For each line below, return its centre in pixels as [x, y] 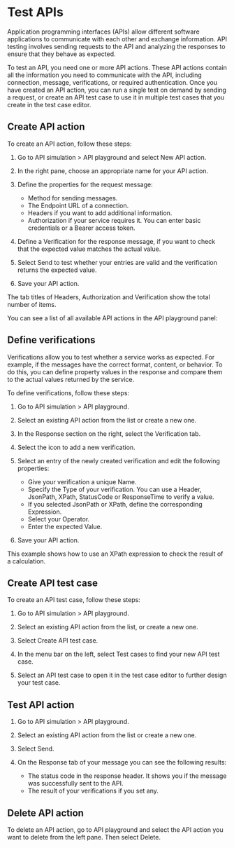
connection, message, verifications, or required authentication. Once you [112, 82]
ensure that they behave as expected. [62, 54]
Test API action [41, 705]
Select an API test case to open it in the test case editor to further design [122, 675]
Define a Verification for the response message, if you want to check [116, 241]
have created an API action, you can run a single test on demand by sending [117, 90]
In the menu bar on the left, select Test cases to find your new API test [118, 654]
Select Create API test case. [58, 641]
